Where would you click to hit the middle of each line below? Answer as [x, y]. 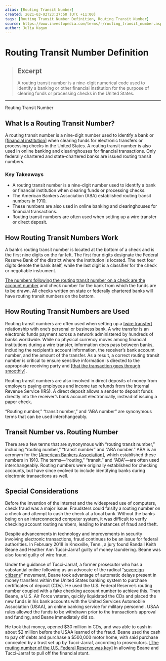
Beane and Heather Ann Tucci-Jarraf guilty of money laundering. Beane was [83, 550]
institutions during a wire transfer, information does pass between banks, [80, 345]
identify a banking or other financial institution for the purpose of [83, 88]
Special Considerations [42, 491]
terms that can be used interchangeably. [46, 417]
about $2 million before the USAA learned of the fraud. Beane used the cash [83, 632]
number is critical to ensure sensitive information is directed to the [72, 361]
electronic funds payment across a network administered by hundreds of [79, 334]
